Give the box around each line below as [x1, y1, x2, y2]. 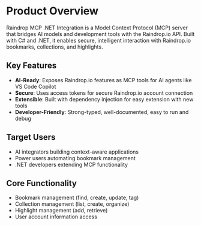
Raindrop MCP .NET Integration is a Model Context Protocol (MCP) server [6, 24, 188, 31]
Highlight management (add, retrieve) [14, 207, 108, 214]
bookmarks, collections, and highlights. [6, 43, 103, 50]
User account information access [14, 213, 98, 220]
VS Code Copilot [14, 83, 56, 90]
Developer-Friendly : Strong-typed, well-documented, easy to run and [14, 108, 189, 115]
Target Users [6, 132, 56, 142]
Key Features [6, 61, 57, 71]
